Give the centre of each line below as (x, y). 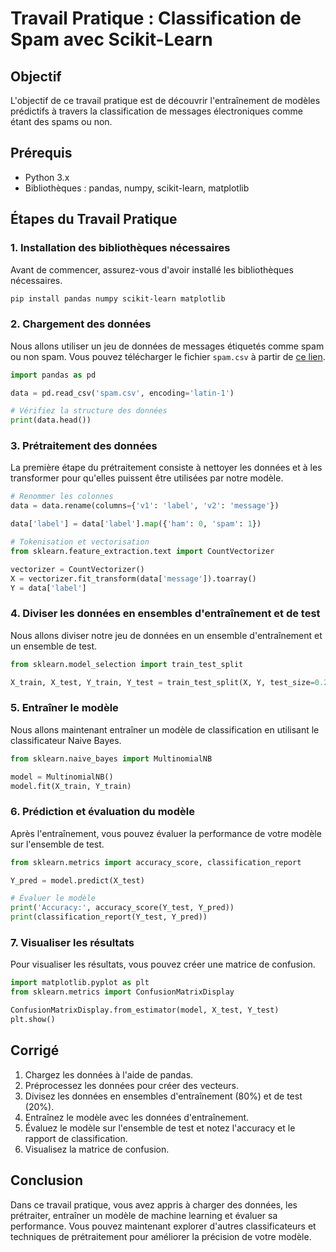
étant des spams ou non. (61, 121)
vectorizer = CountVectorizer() (77, 569)
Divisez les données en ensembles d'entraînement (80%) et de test (163, 1096)
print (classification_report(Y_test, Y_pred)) (109, 917)
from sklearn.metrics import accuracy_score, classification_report (156, 862)
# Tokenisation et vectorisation (80, 542)
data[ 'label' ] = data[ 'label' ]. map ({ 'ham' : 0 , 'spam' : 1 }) (136, 524)
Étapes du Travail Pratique (94, 219)
